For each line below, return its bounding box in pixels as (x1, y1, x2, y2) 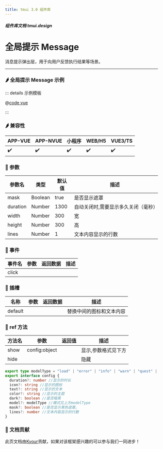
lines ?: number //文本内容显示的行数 (9, 410, 79, 414)
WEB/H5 (86, 137, 107, 144)
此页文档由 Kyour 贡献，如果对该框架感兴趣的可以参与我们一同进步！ (5, 438, 140, 444)
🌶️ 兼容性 (5, 122, 25, 129)
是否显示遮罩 (74, 194, 103, 201)
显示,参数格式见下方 (81, 347, 127, 354)
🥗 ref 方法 (5, 323, 28, 330)
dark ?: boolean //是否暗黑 (9, 396, 61, 401)
